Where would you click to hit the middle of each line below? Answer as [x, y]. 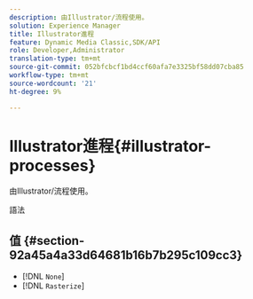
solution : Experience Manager [65, 26]
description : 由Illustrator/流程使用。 [79, 17]
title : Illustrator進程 [52, 34]
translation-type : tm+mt [55, 59]
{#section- [54, 240]
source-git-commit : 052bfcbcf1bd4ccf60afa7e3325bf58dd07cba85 [126, 67]
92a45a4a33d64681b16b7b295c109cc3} [126, 255]
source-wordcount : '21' [53, 83]
